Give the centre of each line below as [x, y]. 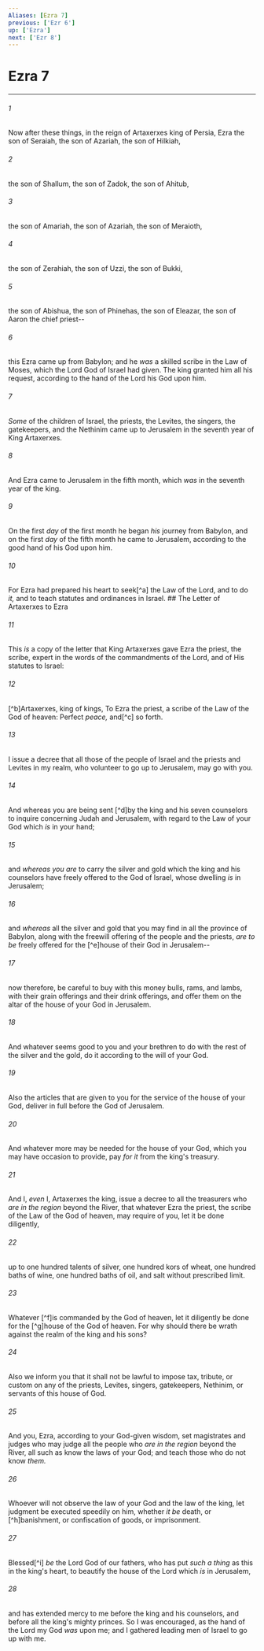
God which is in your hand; [51, 827]
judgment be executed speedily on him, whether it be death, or [110, 1512]
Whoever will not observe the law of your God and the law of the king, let [126, 1503]
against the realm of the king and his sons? [78, 1334]
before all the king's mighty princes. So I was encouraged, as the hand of [127, 1621]
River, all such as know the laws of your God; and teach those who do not [127, 1453]
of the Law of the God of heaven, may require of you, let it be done [116, 1216]
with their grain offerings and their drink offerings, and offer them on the [125, 996]
